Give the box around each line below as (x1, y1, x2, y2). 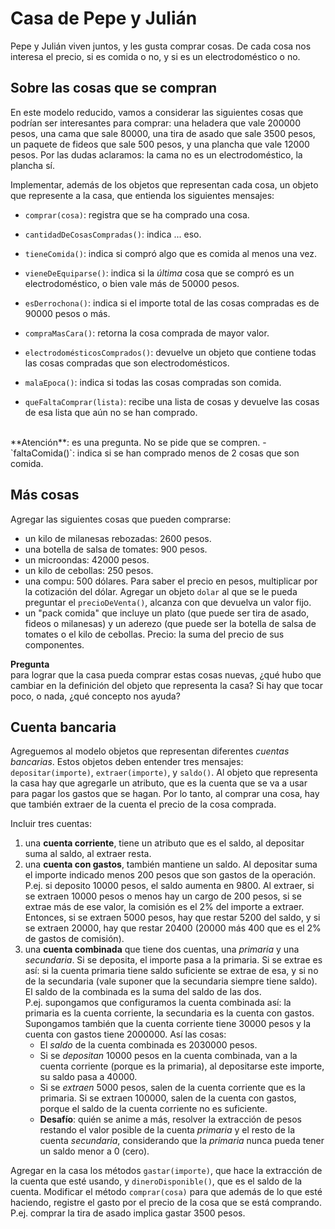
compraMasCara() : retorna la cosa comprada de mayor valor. (24, 327, 270, 339)
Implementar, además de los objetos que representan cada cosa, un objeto (10, 178, 319, 191)
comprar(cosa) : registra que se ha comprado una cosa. (24, 208, 250, 221)
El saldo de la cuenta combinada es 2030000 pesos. (39, 1039, 258, 1051)
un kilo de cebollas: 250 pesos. (24, 564, 154, 576)
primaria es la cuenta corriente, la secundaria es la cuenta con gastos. (24, 1007, 315, 1019)
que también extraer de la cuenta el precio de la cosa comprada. (10, 798, 277, 811)
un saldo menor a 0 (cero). (39, 1145, 150, 1157)
